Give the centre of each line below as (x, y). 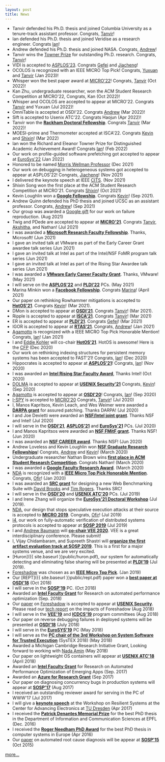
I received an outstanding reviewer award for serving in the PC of (78, 693)
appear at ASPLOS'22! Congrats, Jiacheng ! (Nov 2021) (68, 175)
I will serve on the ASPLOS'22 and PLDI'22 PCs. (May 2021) (73, 285)
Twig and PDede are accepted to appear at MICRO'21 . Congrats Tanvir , (84, 222)
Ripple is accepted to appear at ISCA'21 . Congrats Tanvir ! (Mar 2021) (82, 316)
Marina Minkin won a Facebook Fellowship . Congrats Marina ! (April (81, 290)
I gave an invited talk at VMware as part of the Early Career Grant (78, 243)
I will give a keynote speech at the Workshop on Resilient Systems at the (86, 703)
